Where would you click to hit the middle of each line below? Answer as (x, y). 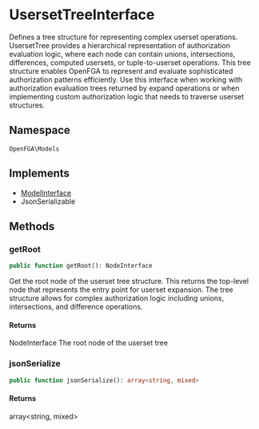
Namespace (40, 130)
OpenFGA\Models (34, 149)
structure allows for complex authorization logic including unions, (117, 298)
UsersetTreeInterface (82, 15)
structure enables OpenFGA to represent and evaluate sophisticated (121, 71)
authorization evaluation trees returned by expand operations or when (124, 88)
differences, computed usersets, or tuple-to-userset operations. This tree (130, 63)
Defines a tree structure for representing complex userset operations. (124, 37)
